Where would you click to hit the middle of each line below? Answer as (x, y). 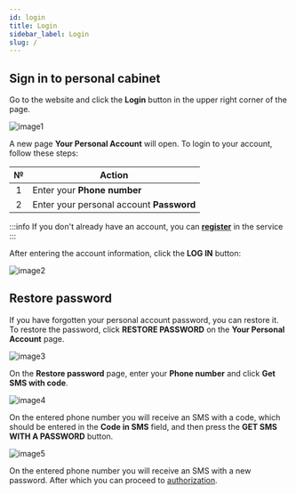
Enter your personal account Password (114, 205)
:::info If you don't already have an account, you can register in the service (146, 227)
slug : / (24, 42)
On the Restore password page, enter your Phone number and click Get (142, 373)
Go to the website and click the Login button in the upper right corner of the (148, 100)
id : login (28, 17)
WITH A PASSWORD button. (61, 436)
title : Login (33, 26)
